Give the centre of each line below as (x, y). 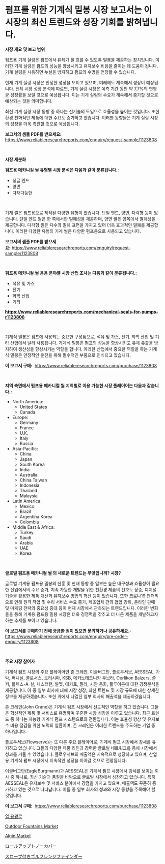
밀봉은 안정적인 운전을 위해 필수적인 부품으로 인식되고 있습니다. (70, 355)
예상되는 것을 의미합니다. (29, 101)
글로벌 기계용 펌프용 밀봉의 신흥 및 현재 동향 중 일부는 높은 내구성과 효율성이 (78, 583)
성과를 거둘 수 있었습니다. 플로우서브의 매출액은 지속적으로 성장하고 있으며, (77, 754)
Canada (27, 412)
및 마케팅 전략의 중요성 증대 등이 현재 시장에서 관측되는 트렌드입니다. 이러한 (77, 608)
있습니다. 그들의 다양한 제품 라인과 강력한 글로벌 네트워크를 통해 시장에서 (87, 748)
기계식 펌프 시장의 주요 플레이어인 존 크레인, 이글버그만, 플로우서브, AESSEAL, (80, 672)
